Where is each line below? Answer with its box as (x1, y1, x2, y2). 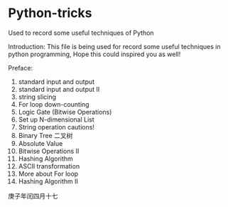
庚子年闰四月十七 (8, 191, 58, 200)
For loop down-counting (18, 100, 89, 108)
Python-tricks (8, 5, 92, 21)
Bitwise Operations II (18, 147, 80, 155)
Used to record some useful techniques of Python (8, 28, 155, 37)
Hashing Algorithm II (18, 176, 79, 186)
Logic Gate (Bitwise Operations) (18, 107, 112, 116)
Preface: (8, 63, 33, 72)
